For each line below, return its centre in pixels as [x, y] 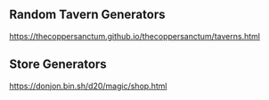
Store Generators [58, 65]
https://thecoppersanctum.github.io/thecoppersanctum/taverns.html [135, 36]
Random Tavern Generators [87, 15]
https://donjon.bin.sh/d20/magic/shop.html [88, 86]
